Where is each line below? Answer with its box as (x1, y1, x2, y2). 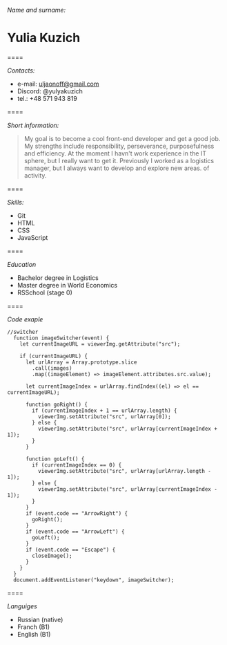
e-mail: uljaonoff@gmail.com (17, 80, 99, 88)
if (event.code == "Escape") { (25, 546, 116, 553)
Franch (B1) (17, 622, 50, 631)
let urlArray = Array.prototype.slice (25, 359, 137, 366)
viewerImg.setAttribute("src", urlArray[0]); (37, 413, 171, 420)
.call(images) (32, 364, 72, 372)
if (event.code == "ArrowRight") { (25, 510, 128, 517)
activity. (23, 171, 47, 179)
